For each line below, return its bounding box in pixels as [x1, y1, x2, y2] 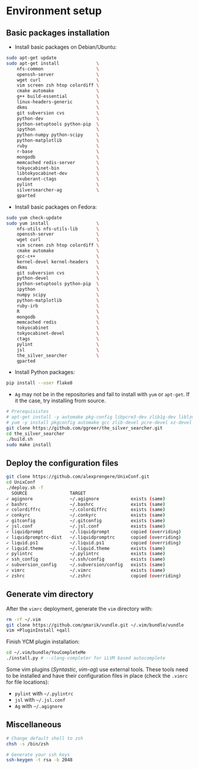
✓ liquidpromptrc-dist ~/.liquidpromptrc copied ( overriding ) [6, 534, 182, 540]
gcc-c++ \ [17, 253, 99, 259]
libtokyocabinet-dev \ [17, 171, 99, 177]
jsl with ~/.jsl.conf [14, 696, 66, 703]
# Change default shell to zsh [6, 735, 84, 741]
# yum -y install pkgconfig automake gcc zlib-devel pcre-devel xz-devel [6, 419, 192, 425]
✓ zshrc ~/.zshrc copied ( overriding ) [6, 573, 182, 579]
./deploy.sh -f [6, 485, 44, 491]
